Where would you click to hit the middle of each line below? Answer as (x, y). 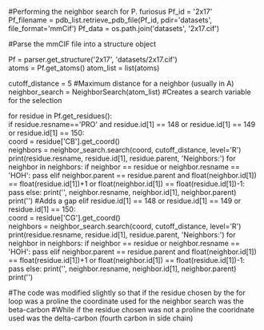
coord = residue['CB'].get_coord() (64, 141)
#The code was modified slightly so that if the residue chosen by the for (127, 292)
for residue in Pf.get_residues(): (60, 116)
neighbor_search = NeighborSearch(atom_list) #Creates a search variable (130, 92)
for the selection (35, 100)
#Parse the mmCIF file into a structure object (82, 44)
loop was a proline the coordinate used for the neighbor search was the (126, 301)
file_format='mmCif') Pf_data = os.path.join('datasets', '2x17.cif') (114, 28)
